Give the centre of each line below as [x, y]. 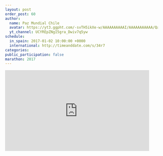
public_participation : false [34, 55]
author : [13, 18]
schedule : [15, 37]
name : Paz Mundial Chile [34, 23]
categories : [17, 50]
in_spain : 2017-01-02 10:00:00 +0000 [48, 41]
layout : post [18, 9]
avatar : [17, 28]
